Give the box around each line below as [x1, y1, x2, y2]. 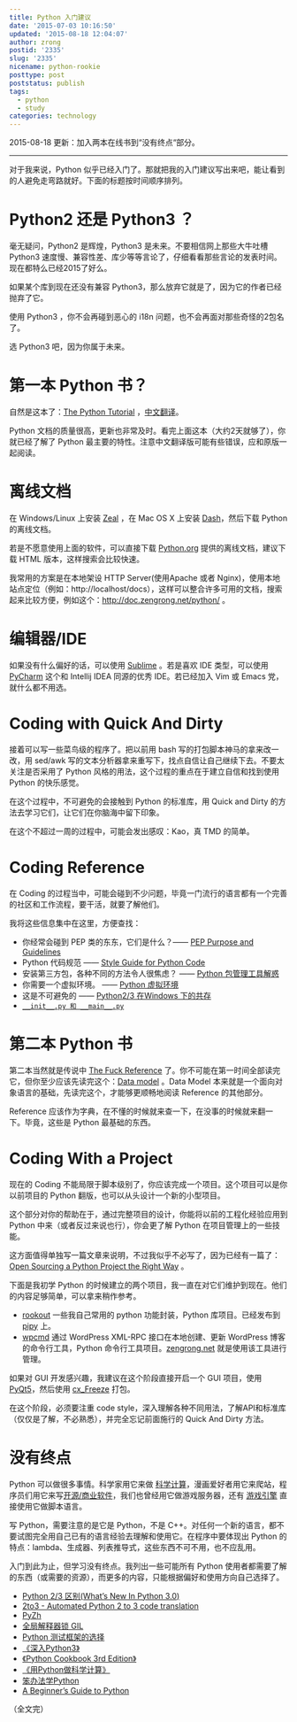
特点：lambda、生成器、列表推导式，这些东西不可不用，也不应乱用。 [9, 1541, 261, 1552]
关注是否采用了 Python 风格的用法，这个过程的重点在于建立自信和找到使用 [9, 766, 280, 776]
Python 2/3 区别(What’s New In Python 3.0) [21, 1590, 180, 1601]
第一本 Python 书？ [9, 375, 148, 396]
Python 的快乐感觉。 [9, 776, 84, 788]
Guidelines [21, 946, 62, 957]
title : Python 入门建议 [9, 12, 91, 22]
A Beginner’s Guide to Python [21, 1685, 130, 1695]
